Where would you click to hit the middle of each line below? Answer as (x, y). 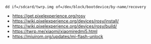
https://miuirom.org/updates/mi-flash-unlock (58, 37)
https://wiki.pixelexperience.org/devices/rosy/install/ (65, 21)
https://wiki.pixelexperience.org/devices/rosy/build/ (64, 26)
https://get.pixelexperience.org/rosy (49, 16)
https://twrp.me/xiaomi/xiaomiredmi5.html (55, 31)
